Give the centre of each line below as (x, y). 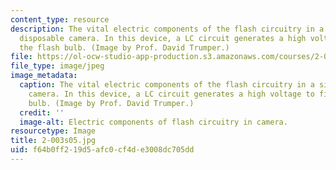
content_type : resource (60, 19)
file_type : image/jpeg (57, 66)
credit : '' (42, 112)
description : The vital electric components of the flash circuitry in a (167, 29)
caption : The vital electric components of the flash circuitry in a (167, 85)
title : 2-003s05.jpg (53, 141)
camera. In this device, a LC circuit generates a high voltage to (171, 94)
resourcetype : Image (53, 131)
